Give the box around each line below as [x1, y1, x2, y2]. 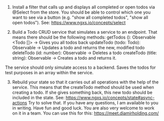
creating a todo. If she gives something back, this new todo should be [12, 90, 153, 95]
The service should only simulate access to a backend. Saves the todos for [5, 64, 156, 70]
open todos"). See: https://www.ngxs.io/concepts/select [12, 20, 126, 25]
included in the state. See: [12, 95, 65, 101]
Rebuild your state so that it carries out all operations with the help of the [12, 79, 159, 85]
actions [12, 100, 27, 105]
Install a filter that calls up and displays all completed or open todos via [12, 4, 155, 10]
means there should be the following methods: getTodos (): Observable [12, 34, 156, 40]
